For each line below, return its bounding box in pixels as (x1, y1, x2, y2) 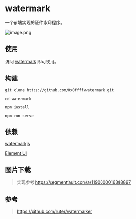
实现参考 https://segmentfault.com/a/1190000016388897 (17, 179, 131, 185)
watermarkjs (5, 141, 30, 147)
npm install (5, 104, 29, 110)
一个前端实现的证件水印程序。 (5, 20, 65, 25)
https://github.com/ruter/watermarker (17, 208, 92, 214)
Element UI (5, 150, 27, 156)
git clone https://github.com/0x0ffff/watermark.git (5, 87, 114, 93)
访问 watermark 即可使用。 (5, 59, 59, 64)
